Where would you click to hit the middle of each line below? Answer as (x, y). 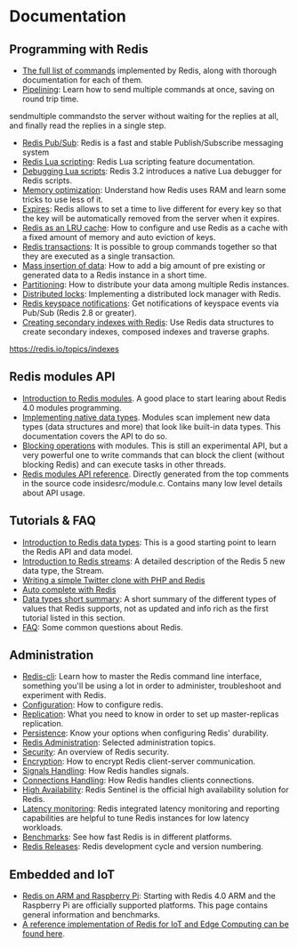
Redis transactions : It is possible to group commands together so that (149, 247)
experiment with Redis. (64, 695)
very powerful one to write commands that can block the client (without (153, 454)
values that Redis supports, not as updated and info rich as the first (145, 608)
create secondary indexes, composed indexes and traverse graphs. (145, 332)
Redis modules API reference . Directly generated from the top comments (155, 474)
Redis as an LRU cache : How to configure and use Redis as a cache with (155, 228)
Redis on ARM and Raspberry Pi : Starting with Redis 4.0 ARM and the (149, 896)
